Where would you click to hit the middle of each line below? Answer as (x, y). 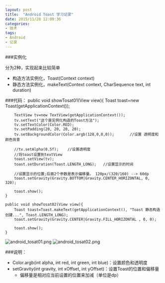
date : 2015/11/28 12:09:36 (33, 19)
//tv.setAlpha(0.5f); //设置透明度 (52, 149)
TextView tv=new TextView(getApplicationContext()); (70, 115)
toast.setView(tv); (34, 159)
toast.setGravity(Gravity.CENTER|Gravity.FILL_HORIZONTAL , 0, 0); (85, 219)
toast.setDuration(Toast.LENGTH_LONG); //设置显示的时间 (74, 164)
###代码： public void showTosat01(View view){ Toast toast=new (72, 100)
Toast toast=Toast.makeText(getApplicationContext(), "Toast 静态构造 (87, 210)
